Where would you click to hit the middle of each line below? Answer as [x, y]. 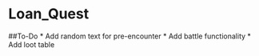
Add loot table [32, 44]
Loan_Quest [49, 14]
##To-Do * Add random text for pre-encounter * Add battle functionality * [130, 36]
